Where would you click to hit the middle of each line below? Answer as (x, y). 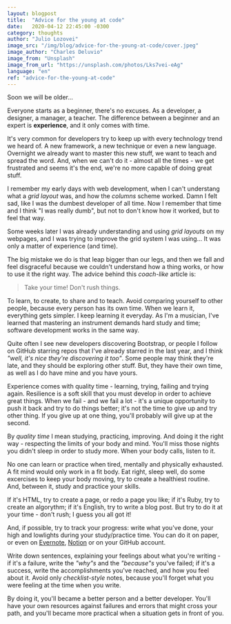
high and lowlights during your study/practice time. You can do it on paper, (113, 535)
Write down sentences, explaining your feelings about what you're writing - (114, 556)
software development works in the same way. (73, 330)
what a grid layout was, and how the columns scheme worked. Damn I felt (112, 196)
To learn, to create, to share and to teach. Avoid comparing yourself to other (115, 301)
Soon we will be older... (40, 97)
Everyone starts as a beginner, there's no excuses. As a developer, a (104, 110)
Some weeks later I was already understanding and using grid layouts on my (115, 231)
